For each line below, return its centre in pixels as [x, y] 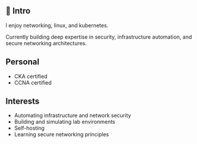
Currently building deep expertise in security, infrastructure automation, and [99, 37]
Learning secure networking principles [62, 134]
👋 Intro [18, 11]
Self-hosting [29, 128]
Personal [23, 62]
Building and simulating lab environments [65, 122]
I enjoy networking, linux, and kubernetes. [57, 25]
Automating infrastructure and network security [73, 115]
